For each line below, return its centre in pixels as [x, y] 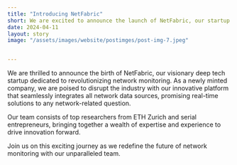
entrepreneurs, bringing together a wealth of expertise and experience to [114, 124]
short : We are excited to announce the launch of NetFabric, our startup [119, 21]
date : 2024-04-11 [33, 27]
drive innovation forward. [44, 132]
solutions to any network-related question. [69, 103]
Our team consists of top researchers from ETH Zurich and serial [102, 117]
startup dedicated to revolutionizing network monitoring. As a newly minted [117, 81]
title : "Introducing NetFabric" [55, 14]
